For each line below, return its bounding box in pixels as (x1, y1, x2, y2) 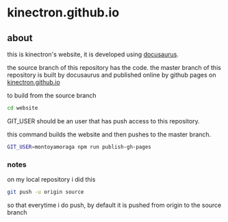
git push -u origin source (7, 188, 84, 196)
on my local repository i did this (7, 175, 96, 184)
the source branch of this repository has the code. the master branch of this (7, 64, 221, 71)
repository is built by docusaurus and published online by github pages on (7, 71, 216, 79)
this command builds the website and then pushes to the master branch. (7, 130, 212, 138)
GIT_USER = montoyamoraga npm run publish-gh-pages (7, 143, 152, 150)
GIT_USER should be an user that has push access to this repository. (7, 116, 200, 125)
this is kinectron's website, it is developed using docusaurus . (7, 50, 179, 58)
